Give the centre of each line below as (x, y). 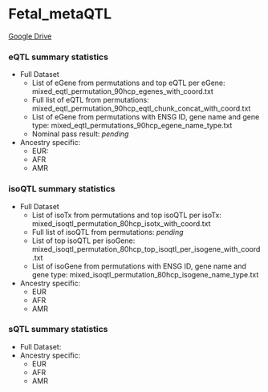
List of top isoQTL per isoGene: (83, 240)
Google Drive (30, 36)
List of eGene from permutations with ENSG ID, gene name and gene (146, 117)
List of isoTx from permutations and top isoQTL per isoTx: (127, 215)
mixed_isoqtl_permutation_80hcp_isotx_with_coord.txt (121, 223)
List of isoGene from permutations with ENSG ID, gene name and (139, 266)
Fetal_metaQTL (60, 14)
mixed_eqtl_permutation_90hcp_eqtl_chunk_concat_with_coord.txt (141, 108)
